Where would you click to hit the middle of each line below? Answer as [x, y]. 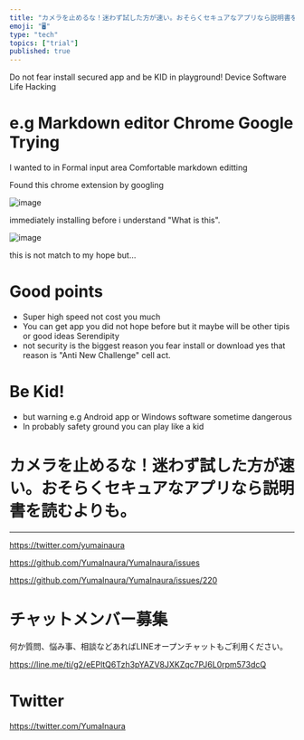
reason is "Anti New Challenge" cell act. [96, 355]
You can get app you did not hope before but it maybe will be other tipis [156, 326]
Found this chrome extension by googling [87, 185]
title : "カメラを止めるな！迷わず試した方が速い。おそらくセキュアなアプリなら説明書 [150, 18]
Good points [57, 292]
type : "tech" [34, 34]
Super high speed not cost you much [91, 317]
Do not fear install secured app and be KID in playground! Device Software [148, 77]
